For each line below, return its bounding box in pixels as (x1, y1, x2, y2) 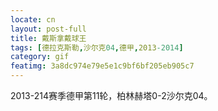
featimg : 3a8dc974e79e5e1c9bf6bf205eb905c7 (10, 61, 195, 71)
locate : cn (10, 14, 56, 25)
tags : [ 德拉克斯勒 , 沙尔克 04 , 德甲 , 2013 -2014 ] (10, 42, 184, 53)
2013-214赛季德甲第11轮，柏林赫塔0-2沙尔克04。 (10, 90, 213, 101)
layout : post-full (10, 24, 87, 34)
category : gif (10, 52, 70, 62)
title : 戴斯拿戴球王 (10, 33, 87, 43)
